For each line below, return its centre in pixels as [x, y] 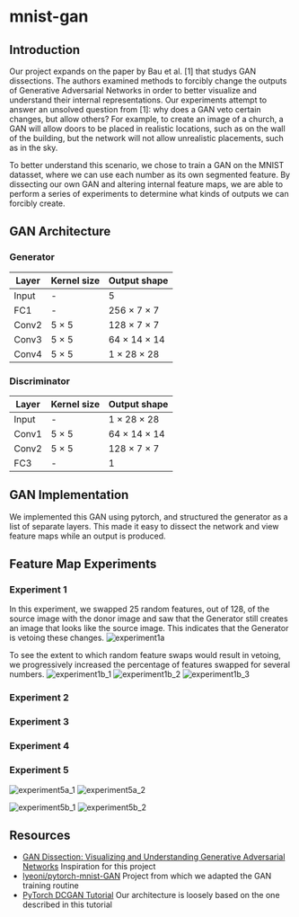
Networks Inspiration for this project [89, 867]
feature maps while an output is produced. [88, 536]
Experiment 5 [39, 770]
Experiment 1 [38, 590]
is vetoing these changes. [57, 638]
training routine [50, 886]
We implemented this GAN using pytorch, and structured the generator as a [149, 516]
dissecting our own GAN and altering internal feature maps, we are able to [146, 184]
